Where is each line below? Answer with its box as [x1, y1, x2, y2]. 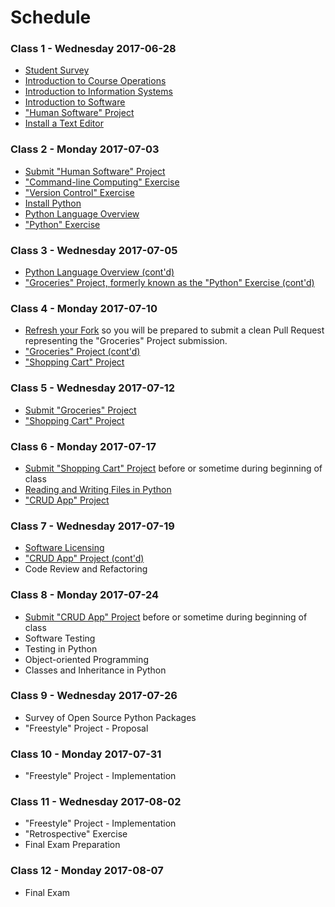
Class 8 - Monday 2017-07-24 [10, 588, 160, 602]
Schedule [10, 6, 92, 29]
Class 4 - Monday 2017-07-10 [10, 302, 158, 315]
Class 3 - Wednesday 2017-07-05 [10, 243, 178, 257]
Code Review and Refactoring [24, 563, 148, 575]
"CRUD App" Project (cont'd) [24, 552, 145, 565]
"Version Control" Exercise [24, 186, 135, 198]
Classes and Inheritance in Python [24, 664, 167, 676]
